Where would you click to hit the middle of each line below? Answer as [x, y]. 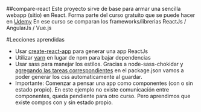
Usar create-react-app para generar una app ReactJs [81, 51]
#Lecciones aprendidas [36, 39]
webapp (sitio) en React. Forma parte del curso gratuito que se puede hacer [101, 15]
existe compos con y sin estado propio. [64, 102]
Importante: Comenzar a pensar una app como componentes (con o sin [104, 83]
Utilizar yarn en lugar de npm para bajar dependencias [83, 58]
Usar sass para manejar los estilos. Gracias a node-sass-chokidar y [99, 64]
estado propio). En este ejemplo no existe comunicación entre [92, 89]
